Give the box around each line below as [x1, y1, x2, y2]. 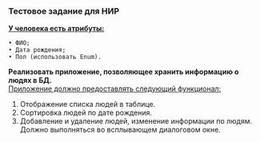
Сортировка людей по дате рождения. [19, 108, 153, 117]
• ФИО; [8, 39, 30, 47]
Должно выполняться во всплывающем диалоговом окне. [19, 125, 222, 135]
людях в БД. [8, 76, 52, 85]
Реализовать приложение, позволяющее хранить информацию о [8, 67, 239, 77]
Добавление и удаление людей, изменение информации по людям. [19, 116, 253, 126]
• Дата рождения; [8, 46, 66, 54]
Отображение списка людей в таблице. [19, 100, 156, 109]
